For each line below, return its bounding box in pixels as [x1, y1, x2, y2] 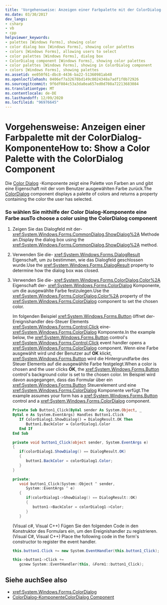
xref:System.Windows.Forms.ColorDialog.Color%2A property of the [12, 293, 151, 299]
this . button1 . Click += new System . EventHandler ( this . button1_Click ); [12, 548, 160, 553]
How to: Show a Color [59, 143, 150, 154]
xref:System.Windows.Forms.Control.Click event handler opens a [12, 340, 146, 346]
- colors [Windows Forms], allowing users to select [5, 49, 117, 54]
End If [19, 426, 33, 431]
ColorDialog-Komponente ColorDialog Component [12, 594, 114, 601]
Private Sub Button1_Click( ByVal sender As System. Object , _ [12, 408, 142, 413]
